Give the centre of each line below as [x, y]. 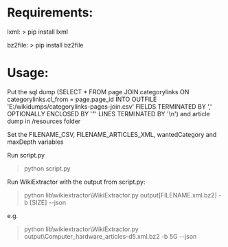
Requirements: [50, 13]
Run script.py [26, 155]
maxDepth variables [35, 142]
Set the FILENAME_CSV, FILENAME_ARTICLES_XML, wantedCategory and [112, 134]
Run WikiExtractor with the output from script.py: [76, 182]
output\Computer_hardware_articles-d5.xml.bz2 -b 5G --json [110, 236]
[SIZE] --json [48, 202]
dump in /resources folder [44, 121]
